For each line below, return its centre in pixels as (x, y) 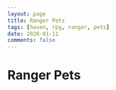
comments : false (31, 40)
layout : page (27, 14)
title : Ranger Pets (36, 21)
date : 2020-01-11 (33, 34)
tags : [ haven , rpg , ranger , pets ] (59, 27)
